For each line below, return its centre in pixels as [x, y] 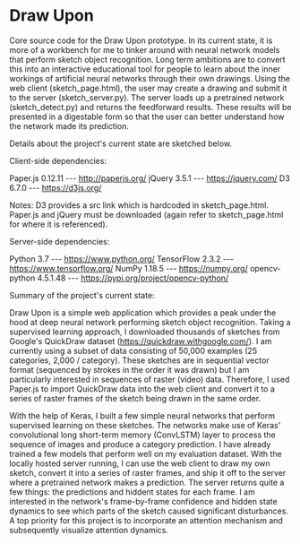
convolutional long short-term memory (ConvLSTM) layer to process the [142, 435]
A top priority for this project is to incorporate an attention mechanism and [146, 520]
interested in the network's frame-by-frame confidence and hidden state [143, 501]
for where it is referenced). [59, 224]
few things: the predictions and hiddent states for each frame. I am [132, 492]
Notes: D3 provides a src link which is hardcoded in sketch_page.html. [139, 205]
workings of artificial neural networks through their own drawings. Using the [150, 78]
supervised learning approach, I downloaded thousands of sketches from [145, 332]
